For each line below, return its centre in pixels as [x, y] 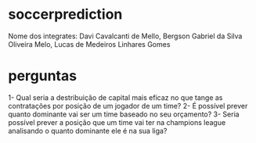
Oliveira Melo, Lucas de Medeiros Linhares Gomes [89, 44]
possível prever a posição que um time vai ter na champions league [117, 122]
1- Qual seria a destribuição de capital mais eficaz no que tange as [115, 97]
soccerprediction [65, 14]
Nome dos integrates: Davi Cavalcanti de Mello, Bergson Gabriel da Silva [125, 36]
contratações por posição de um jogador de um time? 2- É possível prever [128, 105]
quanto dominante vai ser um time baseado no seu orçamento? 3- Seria [124, 114]
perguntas [42, 76]
